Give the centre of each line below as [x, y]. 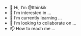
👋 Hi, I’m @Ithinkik [28, 8]
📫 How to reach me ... [32, 28]
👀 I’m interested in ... [30, 13]
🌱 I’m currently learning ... [36, 18]
